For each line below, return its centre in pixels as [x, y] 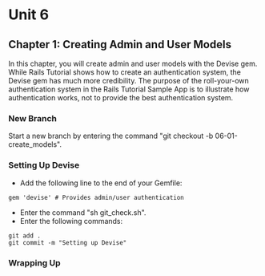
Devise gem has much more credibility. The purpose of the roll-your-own [129, 81]
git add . [25, 235]
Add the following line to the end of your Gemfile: [101, 183]
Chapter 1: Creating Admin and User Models [120, 45]
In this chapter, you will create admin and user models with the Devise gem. [133, 63]
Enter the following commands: [71, 221]
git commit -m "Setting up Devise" [68, 242]
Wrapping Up [35, 262]
